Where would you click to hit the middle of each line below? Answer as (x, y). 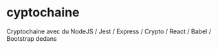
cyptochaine (43, 13)
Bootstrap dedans (32, 38)
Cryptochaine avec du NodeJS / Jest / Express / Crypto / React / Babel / (109, 31)
